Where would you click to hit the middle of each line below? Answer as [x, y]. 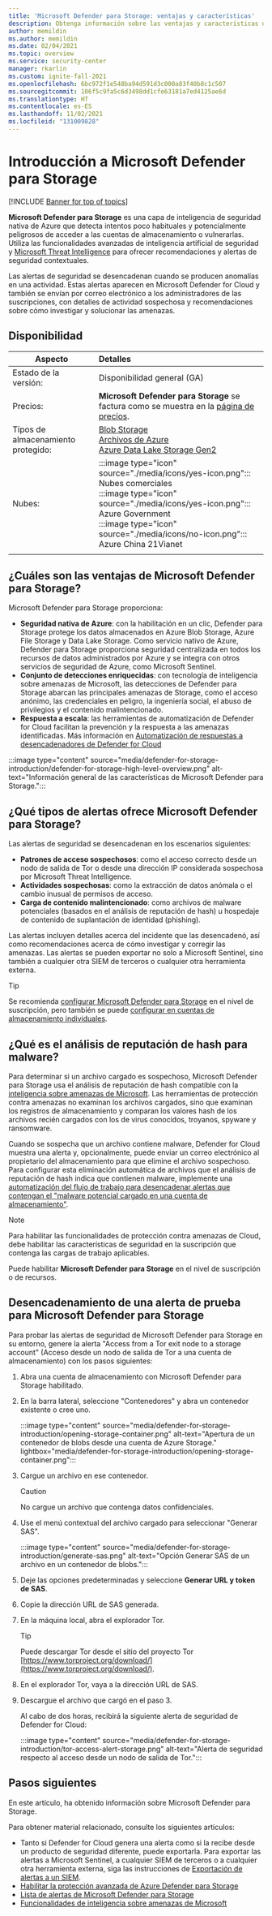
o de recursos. [32, 1277]
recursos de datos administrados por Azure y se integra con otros [130, 658]
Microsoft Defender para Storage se [169, 396]
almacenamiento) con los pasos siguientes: [81, 1361]
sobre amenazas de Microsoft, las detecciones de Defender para [128, 684]
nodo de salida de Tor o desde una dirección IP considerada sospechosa [142, 868]
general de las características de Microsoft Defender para [167, 777]
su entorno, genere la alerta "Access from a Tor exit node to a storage [125, 1343]
